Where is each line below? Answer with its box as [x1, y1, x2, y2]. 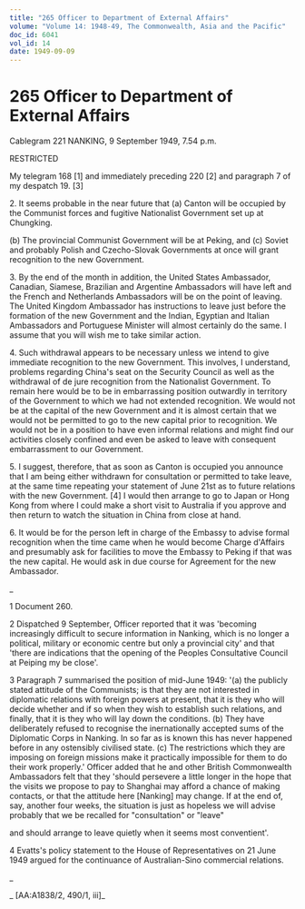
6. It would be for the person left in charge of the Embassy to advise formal [9, 528, 290, 538]
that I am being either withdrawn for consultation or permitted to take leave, [9, 471, 292, 482]
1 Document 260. [9, 601, 74, 612]
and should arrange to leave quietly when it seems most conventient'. [9, 827, 270, 838]
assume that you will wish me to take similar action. [9, 330, 202, 341]
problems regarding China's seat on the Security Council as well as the [9, 367, 275, 378]
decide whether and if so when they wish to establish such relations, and [9, 704, 282, 715]
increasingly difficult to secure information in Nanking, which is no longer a [9, 628, 290, 639]
